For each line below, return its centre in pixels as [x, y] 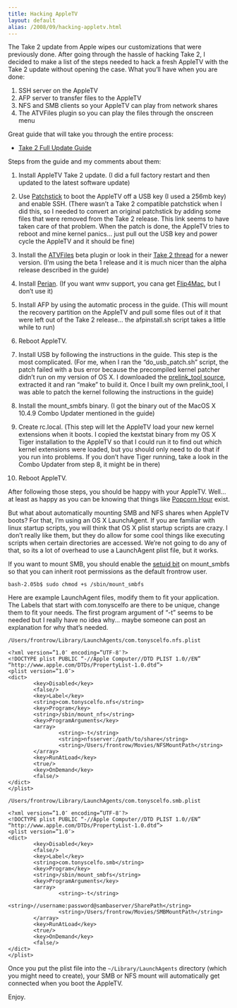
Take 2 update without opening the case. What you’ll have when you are [113, 69]
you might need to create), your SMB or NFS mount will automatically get [114, 976]
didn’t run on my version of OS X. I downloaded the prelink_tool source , [122, 377]
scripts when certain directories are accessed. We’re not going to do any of [117, 543]
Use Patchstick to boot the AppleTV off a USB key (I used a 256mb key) [122, 196]
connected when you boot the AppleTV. [66, 983]
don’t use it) [36, 291]
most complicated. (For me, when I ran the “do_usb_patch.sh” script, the [123, 362]
